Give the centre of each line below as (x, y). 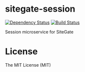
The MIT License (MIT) (28, 65)
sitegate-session (40, 9)
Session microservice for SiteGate (39, 32)
